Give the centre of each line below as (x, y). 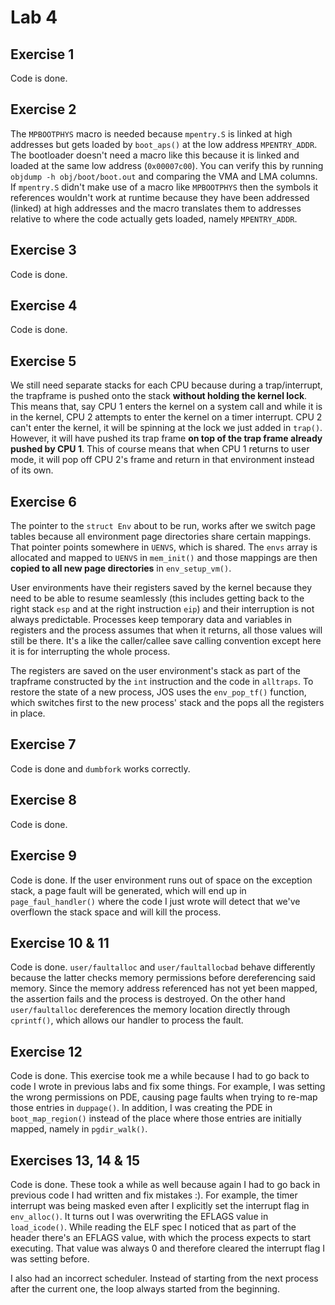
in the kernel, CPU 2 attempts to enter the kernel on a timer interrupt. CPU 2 (166, 417)
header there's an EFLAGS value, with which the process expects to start (161, 1237)
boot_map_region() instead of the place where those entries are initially (156, 1118)
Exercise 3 (43, 250)
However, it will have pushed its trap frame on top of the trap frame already (166, 438)
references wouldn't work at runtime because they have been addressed (160, 197)
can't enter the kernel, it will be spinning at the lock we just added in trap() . (166, 428)
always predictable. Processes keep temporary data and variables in (151, 620)
